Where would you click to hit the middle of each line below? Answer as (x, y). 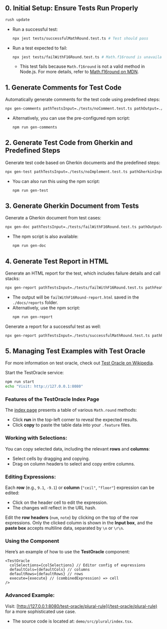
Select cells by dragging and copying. (51, 459)
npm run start (20, 382)
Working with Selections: (36, 438)
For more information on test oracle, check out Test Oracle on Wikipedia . (80, 363)
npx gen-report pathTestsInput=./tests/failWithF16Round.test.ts (74, 288)
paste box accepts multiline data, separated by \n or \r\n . (65, 528)
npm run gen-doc (29, 246)
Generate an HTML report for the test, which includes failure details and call (83, 273)
